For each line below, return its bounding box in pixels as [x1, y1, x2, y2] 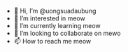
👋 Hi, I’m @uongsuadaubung [13, 7, 97, 15]
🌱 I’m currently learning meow [13, 22, 101, 30]
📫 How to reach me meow [13, 37, 92, 45]
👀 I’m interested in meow [13, 14, 85, 22]
